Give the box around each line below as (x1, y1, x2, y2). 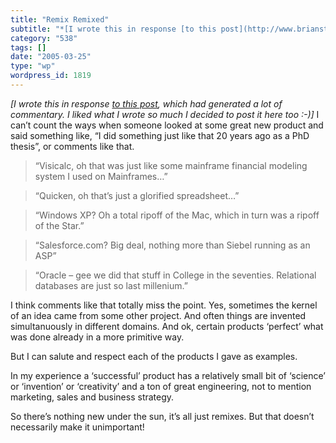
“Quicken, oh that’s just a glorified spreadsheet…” (34, 189, 240, 201)
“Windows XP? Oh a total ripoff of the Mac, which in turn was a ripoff (34, 209, 320, 221)
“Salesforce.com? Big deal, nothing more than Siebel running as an (34, 239, 311, 251)
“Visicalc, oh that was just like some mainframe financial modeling (34, 159, 308, 171)
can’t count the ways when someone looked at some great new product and (10, 119, 324, 131)
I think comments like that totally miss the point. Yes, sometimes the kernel (10, 299, 318, 311)
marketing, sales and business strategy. (10, 391, 175, 403)
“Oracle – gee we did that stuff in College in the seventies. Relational (34, 269, 317, 281)
